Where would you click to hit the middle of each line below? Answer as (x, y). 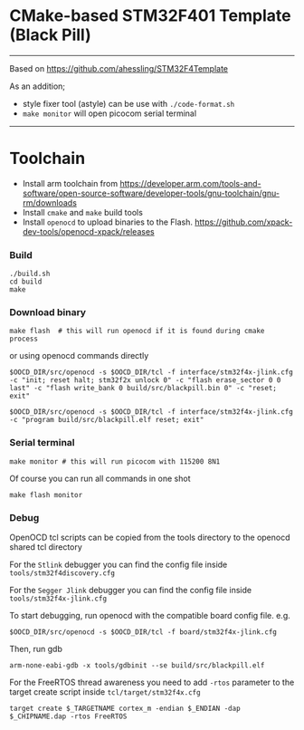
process (24, 339)
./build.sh (30, 274)
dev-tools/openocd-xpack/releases (89, 231)
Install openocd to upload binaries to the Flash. (107, 222)
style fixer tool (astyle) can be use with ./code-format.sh (128, 103)
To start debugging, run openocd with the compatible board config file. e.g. (150, 616)
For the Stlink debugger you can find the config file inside (119, 565)
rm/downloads (49, 202)
